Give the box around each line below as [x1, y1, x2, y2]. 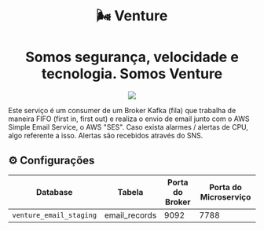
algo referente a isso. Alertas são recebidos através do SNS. [8, 131, 203, 141]
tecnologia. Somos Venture [41, 65, 223, 83]
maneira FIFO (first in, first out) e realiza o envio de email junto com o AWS [8, 114, 250, 123]
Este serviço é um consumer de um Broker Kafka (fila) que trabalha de [8, 106, 236, 115]
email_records [104, 210, 157, 221]
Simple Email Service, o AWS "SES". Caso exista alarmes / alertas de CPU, [8, 123, 249, 132]
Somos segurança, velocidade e [24, 49, 240, 66]
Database [35, 186, 73, 197]
